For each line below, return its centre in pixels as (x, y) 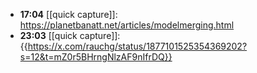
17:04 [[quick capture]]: (68, 14)
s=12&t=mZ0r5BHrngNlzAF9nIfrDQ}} (96, 57)
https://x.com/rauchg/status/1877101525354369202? (137, 46)
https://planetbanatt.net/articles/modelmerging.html (127, 25)
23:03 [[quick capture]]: (70, 35)
